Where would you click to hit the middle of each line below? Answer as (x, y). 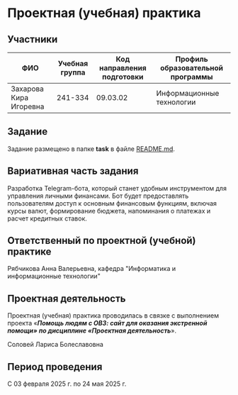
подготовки (123, 77)
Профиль (192, 59)
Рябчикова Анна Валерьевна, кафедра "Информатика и (91, 269)
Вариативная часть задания (73, 171)
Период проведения (55, 367)
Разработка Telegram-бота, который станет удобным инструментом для (117, 188)
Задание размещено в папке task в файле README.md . (91, 149)
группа (73, 72)
